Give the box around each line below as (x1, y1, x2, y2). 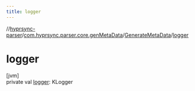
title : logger (6, 8, 42, 15)
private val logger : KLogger (6, 78, 73, 85)
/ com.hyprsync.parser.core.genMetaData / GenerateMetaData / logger (21, 31, 189, 39)
